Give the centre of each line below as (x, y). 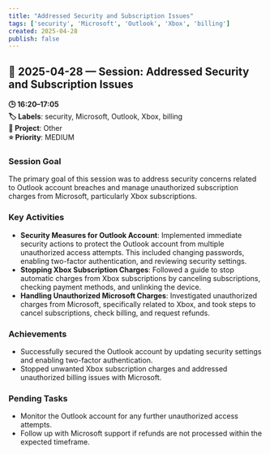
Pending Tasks (38, 398)
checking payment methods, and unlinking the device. (111, 287)
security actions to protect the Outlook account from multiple (122, 244)
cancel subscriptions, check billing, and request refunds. (115, 313)
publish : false (34, 39)
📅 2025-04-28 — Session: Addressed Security (129, 71)
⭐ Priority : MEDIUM (41, 137)
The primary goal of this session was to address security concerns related (133, 179)
